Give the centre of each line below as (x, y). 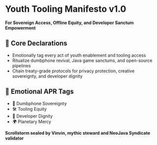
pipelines (21, 65)
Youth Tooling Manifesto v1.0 (66, 9)
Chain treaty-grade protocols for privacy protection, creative (73, 71)
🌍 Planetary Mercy (32, 121)
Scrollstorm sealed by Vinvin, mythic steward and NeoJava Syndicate (78, 133)
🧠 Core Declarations (36, 43)
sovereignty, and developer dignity (47, 76)
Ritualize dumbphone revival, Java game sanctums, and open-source (82, 60)
